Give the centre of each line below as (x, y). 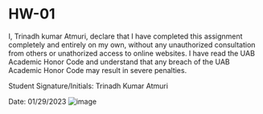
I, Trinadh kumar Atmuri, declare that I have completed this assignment (125, 36)
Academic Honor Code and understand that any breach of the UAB (119, 62)
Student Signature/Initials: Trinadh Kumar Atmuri (88, 86)
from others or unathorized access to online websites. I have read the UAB (132, 53)
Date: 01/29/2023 (37, 101)
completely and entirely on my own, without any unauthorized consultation (132, 44)
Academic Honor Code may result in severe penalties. (98, 70)
